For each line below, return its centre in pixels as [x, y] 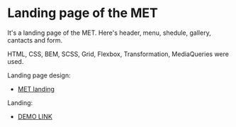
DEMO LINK [35, 116]
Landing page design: [39, 75]
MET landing [36, 89]
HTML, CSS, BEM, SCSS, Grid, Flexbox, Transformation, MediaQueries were [118, 54]
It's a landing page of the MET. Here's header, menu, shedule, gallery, [109, 33]
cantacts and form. [35, 40]
